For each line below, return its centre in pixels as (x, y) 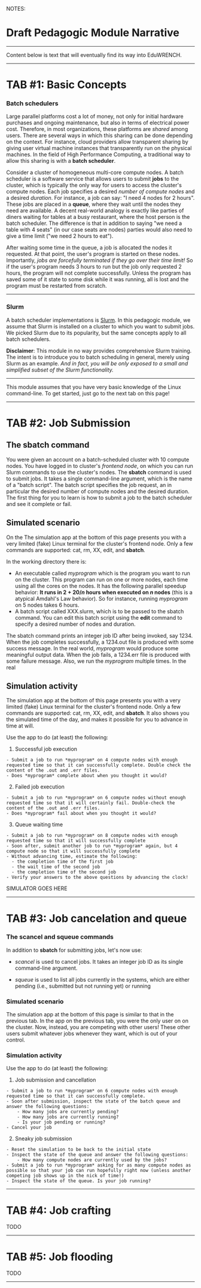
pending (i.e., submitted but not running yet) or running (83, 986)
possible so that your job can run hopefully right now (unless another (99, 1171)
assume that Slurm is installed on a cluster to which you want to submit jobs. (100, 326)
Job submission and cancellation (55, 1080)
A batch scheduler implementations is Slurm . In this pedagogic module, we (98, 320)
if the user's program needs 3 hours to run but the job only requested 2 (94, 267)
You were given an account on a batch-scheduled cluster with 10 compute (98, 459)
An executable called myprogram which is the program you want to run (102, 573)
